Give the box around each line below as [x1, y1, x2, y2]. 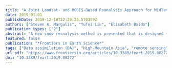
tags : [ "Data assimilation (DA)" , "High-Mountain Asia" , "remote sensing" [5, 46, 168, 51]
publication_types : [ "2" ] [5, 27, 60, 32]
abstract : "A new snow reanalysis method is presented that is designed [5, 31, 164, 36]
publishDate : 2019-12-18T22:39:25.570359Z [5, 17, 97, 22]
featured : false [5, 36, 40, 41]
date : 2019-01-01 [5, 12, 42, 17]
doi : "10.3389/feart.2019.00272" [5, 55, 77, 60]
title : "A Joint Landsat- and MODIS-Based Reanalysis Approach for [5, 7, 153, 13]
